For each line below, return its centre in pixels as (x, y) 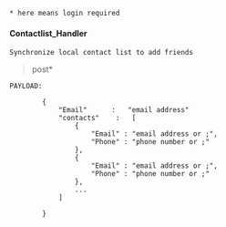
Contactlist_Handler (49, 33)
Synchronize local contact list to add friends (102, 53)
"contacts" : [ (97, 119)
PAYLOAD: (26, 87)
